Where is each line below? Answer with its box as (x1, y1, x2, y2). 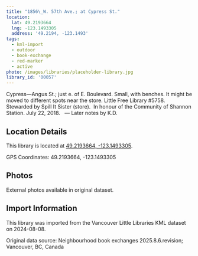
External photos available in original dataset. (6, 186, 114, 193)
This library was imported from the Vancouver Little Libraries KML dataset (6, 219, 186, 226)
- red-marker (11, 58, 44, 64)
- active (11, 63, 33, 70)
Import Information (6, 204, 77, 214)
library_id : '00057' (6, 74, 57, 80)
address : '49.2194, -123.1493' (11, 31, 89, 37)
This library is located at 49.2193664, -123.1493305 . (6, 142, 133, 149)
